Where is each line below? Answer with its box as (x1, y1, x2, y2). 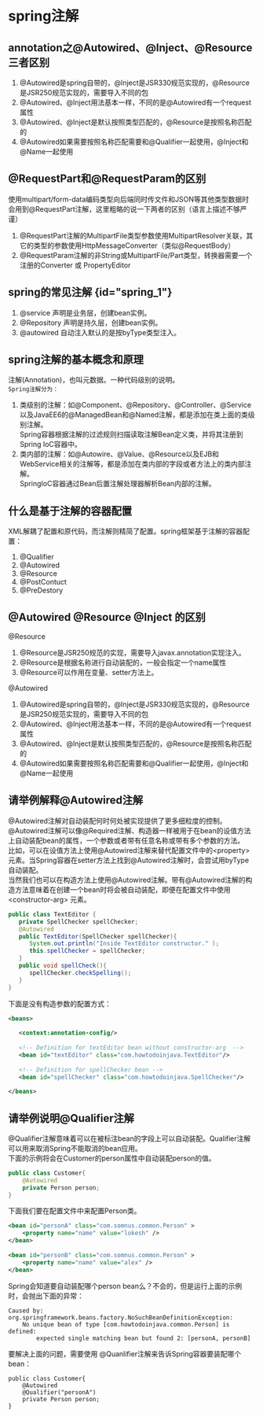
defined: (8, 1327, 37, 1335)
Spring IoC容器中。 (19, 440, 82, 449)
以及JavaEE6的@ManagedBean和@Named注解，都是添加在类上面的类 (19, 410, 249, 419)
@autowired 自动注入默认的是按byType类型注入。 (19, 327, 181, 337)
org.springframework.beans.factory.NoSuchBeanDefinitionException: (8, 1313, 234, 1322)
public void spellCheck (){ (18, 961, 108, 969)
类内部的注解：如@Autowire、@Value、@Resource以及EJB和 (19, 449, 220, 459)
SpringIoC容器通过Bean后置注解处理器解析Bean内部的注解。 (19, 479, 216, 489)
